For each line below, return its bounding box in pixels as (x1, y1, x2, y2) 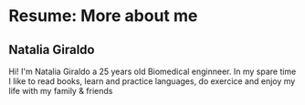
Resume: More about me (8, 5, 198, 26)
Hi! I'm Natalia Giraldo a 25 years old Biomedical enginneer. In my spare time (8, 66, 297, 77)
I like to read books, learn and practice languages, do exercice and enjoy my (8, 76, 296, 87)
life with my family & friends (8, 86, 113, 96)
